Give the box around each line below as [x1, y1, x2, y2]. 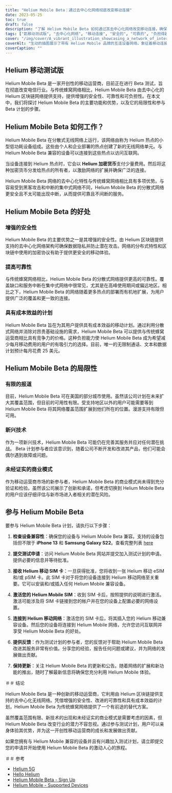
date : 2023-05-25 [5, 12, 42, 17]
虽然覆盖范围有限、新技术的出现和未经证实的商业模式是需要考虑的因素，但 [5, 714, 162, 720]
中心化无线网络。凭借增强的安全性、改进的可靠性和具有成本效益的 [18, 697, 158, 703]
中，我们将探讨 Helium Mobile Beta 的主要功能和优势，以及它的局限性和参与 [5, 99, 166, 106]
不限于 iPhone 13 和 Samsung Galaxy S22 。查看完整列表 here [21, 539, 154, 546]
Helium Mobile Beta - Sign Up [12, 777, 76, 783]
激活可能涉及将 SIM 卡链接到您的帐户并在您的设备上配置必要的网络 [12, 598, 154, 604]
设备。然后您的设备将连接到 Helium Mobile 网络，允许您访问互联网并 [17, 621, 163, 628]
